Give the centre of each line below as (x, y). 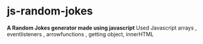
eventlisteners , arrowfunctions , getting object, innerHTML (80, 34)
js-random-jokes (50, 11)
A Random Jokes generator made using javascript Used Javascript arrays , (102, 28)
